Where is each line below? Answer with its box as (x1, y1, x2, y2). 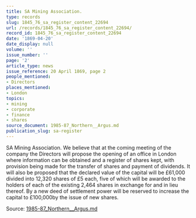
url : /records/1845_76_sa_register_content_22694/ (6, 25, 132, 31)
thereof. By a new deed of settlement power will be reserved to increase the (6, 188, 189, 195)
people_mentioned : (6, 74, 51, 79)
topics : (6, 95, 25, 101)
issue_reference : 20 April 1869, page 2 (6, 68, 106, 74)
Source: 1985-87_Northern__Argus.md (6, 205, 98, 212)
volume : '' (6, 47, 33, 53)
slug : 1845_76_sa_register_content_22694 (6, 19, 109, 25)
